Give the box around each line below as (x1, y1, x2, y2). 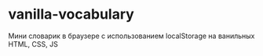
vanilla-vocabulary (8, 5, 135, 23)
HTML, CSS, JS (8, 39, 59, 48)
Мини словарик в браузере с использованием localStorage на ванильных (8, 31, 255, 40)
